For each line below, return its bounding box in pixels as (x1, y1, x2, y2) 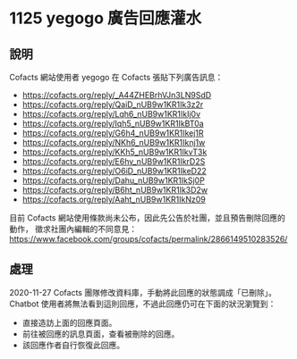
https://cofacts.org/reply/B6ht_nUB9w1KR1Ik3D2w (21, 185, 208, 195)
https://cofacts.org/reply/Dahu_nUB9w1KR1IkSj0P (21, 175, 206, 186)
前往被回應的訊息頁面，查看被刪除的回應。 (21, 328, 180, 339)
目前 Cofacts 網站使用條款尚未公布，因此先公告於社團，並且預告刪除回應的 (9, 213, 286, 223)
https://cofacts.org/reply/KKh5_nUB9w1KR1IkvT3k (21, 146, 208, 157)
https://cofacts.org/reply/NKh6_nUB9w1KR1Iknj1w (21, 138, 206, 147)
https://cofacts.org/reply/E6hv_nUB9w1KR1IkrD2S (21, 156, 206, 166)
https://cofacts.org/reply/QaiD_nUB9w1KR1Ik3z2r (21, 99, 204, 110)
